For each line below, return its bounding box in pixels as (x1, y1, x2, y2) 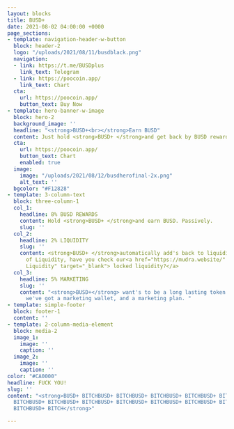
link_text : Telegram (19, 68, 79, 75)
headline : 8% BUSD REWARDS (19, 211, 98, 218)
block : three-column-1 (13, 198, 79, 205)
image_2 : (13, 353, 39, 361)
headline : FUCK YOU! (7, 379, 68, 387)
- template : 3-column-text (7, 192, 86, 198)
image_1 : (13, 334, 39, 341)
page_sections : (7, 29, 52, 37)
